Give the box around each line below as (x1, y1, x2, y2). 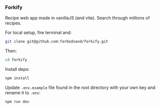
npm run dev (5, 99, 29, 104)
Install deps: (5, 66, 30, 72)
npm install (5, 76, 29, 81)
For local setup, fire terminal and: (5, 30, 72, 36)
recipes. (5, 20, 22, 26)
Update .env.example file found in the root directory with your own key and (5, 85, 156, 90)
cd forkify (5, 58, 27, 63)
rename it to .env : (5, 89, 41, 95)
